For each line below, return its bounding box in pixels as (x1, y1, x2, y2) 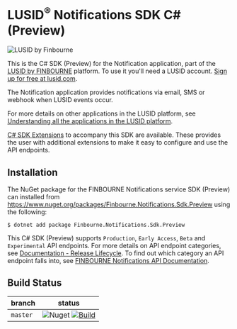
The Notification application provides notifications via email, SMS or (7, 88, 205, 96)
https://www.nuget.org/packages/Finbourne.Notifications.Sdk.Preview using (7, 200, 231, 209)
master (11, 311, 33, 319)
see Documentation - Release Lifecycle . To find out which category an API (7, 249, 224, 257)
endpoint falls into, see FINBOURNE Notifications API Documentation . (7, 257, 210, 265)
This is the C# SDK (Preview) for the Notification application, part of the (7, 60, 216, 68)
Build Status (7, 277, 62, 289)
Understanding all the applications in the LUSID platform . (7, 117, 173, 126)
